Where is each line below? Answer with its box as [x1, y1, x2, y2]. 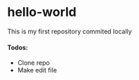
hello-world [7, 4, 77, 20]
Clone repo [17, 58, 51, 67]
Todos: [7, 43, 28, 51]
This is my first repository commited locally [7, 27, 132, 35]
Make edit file [17, 66, 58, 74]
